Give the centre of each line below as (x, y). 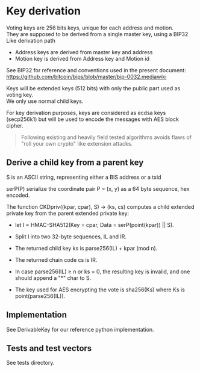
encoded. (18, 195)
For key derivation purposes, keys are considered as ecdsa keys (86, 113)
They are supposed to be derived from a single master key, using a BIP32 (97, 34)
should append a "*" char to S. (53, 277)
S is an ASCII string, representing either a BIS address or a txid (84, 177)
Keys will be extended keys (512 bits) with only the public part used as (93, 88)
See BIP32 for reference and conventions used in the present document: (96, 70)
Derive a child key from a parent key (75, 163)
